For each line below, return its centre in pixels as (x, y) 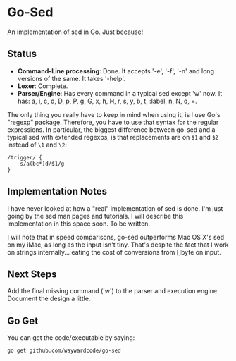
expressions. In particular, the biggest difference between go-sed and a (111, 129)
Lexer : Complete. (43, 86)
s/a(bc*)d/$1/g (42, 164)
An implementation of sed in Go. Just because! (75, 32)
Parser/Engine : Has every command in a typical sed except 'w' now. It (120, 93)
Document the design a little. (49, 299)
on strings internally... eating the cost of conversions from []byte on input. (114, 252)
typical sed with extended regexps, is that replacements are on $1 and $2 (113, 137)
